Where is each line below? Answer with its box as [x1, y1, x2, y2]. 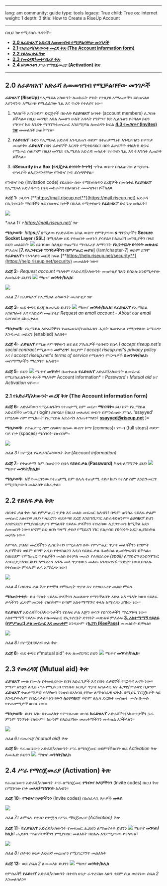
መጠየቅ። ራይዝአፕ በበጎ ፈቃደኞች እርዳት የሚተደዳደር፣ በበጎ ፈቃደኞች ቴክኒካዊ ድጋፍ [12, 142, 150, 148]
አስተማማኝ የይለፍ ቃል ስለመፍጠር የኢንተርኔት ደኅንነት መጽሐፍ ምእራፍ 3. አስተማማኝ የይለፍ [5, 615, 160, 621]
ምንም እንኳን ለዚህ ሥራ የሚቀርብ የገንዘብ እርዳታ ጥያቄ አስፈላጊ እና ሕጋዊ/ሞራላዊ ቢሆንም [5, 683, 157, 690]
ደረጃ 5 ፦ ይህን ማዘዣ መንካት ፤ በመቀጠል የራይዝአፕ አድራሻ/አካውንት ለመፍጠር [5, 368, 141, 374]
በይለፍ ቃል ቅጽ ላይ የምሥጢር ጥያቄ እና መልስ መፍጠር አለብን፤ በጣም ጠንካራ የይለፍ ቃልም [5, 509, 156, 515]
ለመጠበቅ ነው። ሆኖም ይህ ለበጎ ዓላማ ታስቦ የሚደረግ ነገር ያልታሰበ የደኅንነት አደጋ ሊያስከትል [5, 526, 156, 532]
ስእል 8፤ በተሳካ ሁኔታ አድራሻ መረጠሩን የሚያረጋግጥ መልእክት [5, 850, 106, 856]
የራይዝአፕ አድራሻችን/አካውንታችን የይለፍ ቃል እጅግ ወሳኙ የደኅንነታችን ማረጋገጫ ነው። [5, 609, 147, 615]
